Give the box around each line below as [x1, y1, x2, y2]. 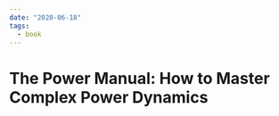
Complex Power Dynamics [9, 87, 209, 107]
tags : [9, 21, 29, 30]
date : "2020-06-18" [9, 12, 82, 22]
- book [17, 29, 42, 38]
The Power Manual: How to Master [9, 68, 270, 88]
